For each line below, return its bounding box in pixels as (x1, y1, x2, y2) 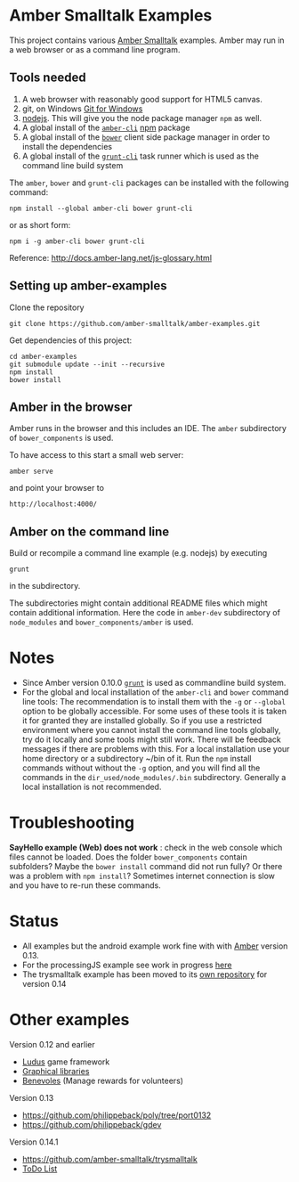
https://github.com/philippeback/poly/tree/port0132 (21, 1110, 212, 1121)
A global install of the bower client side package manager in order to (21, 131, 271, 143)
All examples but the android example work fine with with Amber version (21, 941, 288, 951)
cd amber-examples (9, 352, 77, 361)
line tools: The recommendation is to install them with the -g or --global (21, 697, 287, 707)
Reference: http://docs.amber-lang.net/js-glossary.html (9, 252, 212, 263)
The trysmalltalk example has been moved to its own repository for (21, 969, 268, 980)
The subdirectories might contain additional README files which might (9, 598, 269, 608)
